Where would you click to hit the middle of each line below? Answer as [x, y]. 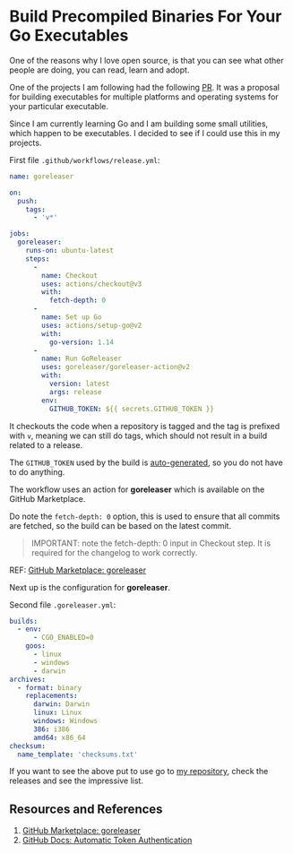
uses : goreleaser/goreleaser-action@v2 [116, 367]
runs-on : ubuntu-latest [70, 251]
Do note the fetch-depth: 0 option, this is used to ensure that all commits [145, 516]
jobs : [19, 234]
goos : [36, 646]
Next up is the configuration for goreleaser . [90, 587]
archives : [28, 679]
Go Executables [69, 35]
